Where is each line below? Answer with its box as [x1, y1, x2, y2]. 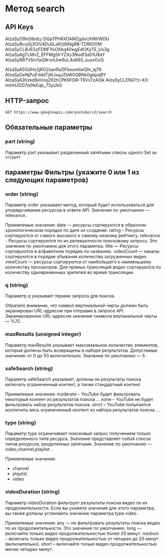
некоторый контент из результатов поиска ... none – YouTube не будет [5, 396, 154, 402]
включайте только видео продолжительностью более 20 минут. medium [5, 530, 159, 536]
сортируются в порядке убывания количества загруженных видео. [5, 254, 148, 260]
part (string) [5, 138, 35, 145]
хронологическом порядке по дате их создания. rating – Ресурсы [5, 227, 144, 233]
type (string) [5, 419, 36, 426]
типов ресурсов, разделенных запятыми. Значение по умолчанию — [5, 441, 152, 447]
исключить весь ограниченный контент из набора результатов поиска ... [5, 407, 160, 413]
